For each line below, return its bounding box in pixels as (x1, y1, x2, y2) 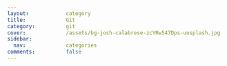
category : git (7, 23, 76, 30)
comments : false (7, 49, 81, 56)
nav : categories (13, 42, 97, 49)
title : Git (7, 16, 76, 23)
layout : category (7, 10, 91, 17)
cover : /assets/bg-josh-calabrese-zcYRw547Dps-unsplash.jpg (7, 29, 221, 36)
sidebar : (7, 36, 32, 43)
